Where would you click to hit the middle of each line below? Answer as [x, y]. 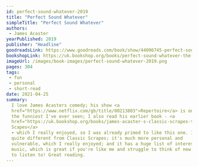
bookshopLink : [24, 56]
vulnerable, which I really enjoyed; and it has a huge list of [92, 144]
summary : [17, 99]
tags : [13, 72]
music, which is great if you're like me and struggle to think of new [101, 149]
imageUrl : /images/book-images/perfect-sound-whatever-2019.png [87, 61]
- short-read [25, 89]
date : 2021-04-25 [27, 94]
